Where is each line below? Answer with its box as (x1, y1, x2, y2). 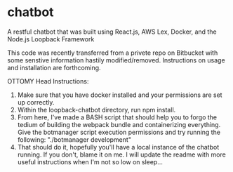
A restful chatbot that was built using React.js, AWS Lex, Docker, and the (7, 27, 217, 36)
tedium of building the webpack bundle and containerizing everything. (17, 120, 221, 128)
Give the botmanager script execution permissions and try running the (17, 128, 221, 136)
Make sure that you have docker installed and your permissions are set (17, 91, 222, 99)
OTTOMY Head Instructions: (7, 77, 89, 85)
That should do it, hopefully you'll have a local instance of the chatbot (17, 143, 220, 151)
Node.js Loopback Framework (7, 34, 95, 43)
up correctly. (17, 98, 55, 106)
